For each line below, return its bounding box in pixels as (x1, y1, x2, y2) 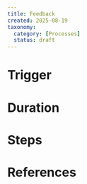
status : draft (13, 37, 55, 44)
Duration (7, 100, 60, 115)
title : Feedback (7, 10, 55, 18)
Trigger (7, 67, 52, 84)
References (7, 164, 76, 180)
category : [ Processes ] (13, 30, 81, 38)
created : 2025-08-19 (7, 17, 69, 24)
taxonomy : (7, 23, 37, 30)
